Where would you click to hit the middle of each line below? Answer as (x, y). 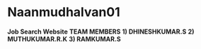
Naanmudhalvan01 (64, 12)
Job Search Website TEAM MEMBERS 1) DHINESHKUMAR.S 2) (101, 31)
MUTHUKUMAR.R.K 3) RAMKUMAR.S (64, 38)
